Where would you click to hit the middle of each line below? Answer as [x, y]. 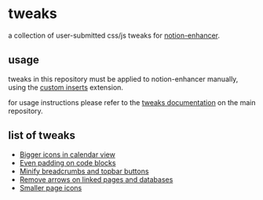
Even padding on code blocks [68, 162]
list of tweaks [42, 135]
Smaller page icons [51, 187]
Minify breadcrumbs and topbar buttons [84, 171]
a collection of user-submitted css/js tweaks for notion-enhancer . [114, 35]
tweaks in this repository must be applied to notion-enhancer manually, [123, 78]
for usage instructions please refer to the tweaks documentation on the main [132, 102]
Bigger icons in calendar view [67, 155]
